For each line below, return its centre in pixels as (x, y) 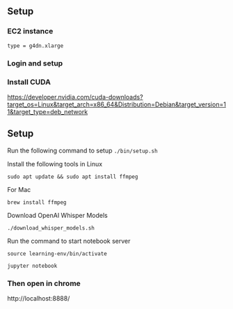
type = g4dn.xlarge (35, 46)
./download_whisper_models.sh (51, 228)
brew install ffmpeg (37, 202)
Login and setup (35, 63)
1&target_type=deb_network (48, 111)
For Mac (19, 189)
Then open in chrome (44, 283)
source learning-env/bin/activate (57, 253)
